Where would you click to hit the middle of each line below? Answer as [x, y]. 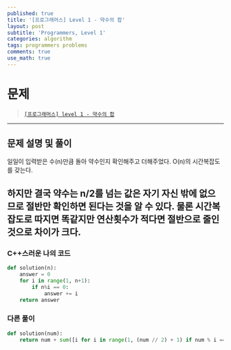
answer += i [61, 293]
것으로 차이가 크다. [44, 232]
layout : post [26, 26]
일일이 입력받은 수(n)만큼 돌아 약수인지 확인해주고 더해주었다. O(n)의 [99, 161]
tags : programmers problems [47, 45]
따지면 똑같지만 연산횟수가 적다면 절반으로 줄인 [127, 219]
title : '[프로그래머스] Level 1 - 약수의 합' [66, 20]
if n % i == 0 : [51, 287]
